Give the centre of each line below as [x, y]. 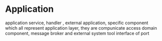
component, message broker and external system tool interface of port [77, 33]
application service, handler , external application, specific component [77, 23]
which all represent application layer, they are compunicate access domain [81, 28]
